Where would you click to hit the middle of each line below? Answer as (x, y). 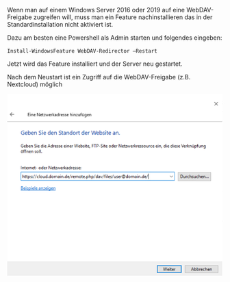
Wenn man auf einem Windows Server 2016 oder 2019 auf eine (96, 10)
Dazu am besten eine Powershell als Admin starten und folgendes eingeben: (115, 38)
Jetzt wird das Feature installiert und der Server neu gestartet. (95, 64)
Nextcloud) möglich (35, 84)
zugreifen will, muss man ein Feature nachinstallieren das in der (123, 17)
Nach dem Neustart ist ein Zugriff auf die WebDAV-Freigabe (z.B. (99, 77)
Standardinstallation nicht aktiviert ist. (60, 24)
